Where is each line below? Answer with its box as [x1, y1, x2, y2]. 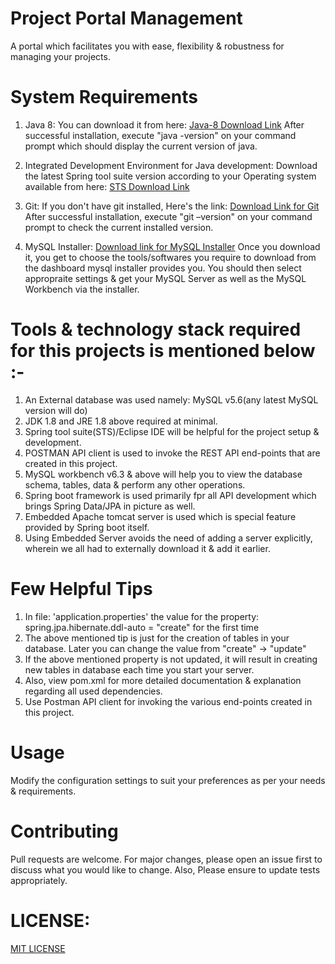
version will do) [24, 404, 88, 416]
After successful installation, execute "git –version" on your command [24, 210, 313, 222]
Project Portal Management [10, 7, 243, 30]
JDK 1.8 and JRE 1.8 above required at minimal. [24, 415, 218, 427]
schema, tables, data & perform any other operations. [24, 478, 246, 491]
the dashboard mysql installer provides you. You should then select [24, 262, 302, 274]
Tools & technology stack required [10, 318, 302, 341]
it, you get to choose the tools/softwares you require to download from [24, 251, 317, 263]
